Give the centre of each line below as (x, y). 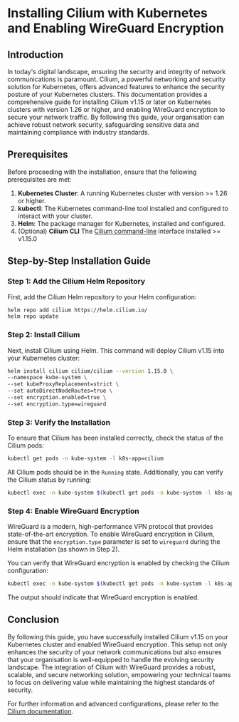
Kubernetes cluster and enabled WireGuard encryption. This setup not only (117, 644)
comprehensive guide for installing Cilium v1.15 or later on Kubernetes (109, 102)
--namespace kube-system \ (47, 378)
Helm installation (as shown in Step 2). (64, 550)
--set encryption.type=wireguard (57, 404)
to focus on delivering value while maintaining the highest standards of (111, 682)
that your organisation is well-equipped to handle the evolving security (111, 659)
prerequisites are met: (39, 179)
